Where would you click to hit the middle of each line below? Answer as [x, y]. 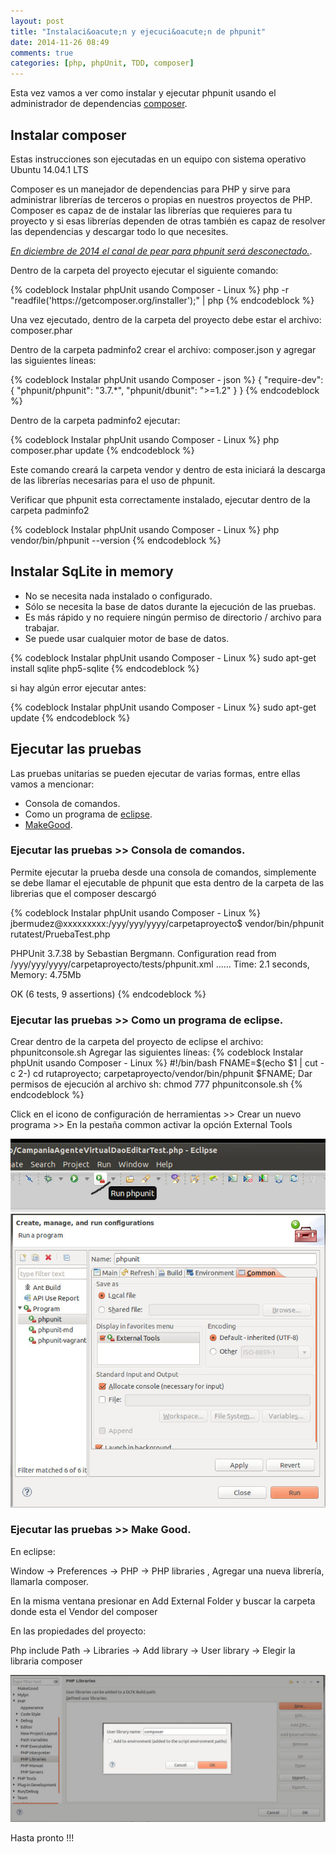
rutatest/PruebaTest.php [60, 934]
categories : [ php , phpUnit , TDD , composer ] [102, 63]
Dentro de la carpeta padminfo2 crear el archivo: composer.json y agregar [163, 349]
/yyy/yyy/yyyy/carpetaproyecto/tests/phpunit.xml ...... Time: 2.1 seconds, [160, 964]
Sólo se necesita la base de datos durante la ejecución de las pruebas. [170, 606]
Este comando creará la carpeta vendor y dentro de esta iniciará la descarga [168, 469]
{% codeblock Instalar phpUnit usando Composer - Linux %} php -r [150, 289]
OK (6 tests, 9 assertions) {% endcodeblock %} [108, 994]
